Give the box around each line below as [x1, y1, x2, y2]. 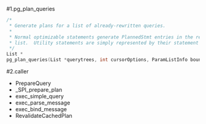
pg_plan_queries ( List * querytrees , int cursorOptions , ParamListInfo [6, 57, 188, 63]
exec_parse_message [15, 99, 71, 106]
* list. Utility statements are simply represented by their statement [9, 40, 199, 46]
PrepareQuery [15, 79, 51, 87]
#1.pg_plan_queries [6, 5, 55, 12]
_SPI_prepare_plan [15, 86, 63, 93]
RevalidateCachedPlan [15, 112, 72, 119]
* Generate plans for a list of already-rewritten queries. [9, 23, 166, 29]
